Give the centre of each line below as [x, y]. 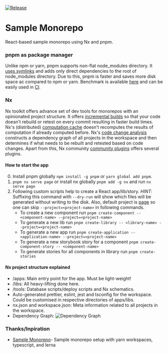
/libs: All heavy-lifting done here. [46, 284]
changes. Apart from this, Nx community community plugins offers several [82, 148]
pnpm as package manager [39, 55]
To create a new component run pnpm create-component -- [80, 213]
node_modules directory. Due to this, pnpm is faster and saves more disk [81, 76]
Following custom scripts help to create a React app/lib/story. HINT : [82, 191]
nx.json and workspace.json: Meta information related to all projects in [85, 305]
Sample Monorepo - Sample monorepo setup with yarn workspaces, [82, 340]
